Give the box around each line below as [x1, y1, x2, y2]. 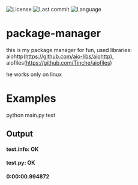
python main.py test [6, 111, 56, 119]
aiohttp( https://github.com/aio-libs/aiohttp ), [6, 53, 114, 60]
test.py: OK [6, 159, 35, 166]
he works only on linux [6, 71, 62, 78]
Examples [6, 92, 56, 105]
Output [6, 129, 33, 139]
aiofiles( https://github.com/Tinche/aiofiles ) [6, 59, 112, 66]
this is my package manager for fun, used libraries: [6, 46, 132, 53]
